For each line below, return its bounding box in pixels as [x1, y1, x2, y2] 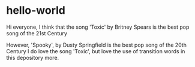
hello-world [6, 4, 66, 17]
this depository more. [6, 54, 59, 61]
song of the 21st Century [6, 29, 68, 36]
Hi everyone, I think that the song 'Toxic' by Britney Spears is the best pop [6, 23, 190, 31]
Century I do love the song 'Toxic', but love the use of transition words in [6, 47, 185, 54]
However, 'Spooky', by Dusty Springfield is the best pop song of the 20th [6, 41, 187, 48]
